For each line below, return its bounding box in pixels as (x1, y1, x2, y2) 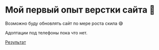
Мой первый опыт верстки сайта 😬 (5, 4, 155, 16)
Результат (5, 39, 26, 45)
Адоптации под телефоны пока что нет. (5, 30, 88, 35)
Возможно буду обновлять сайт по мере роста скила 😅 (5, 20, 123, 26)
